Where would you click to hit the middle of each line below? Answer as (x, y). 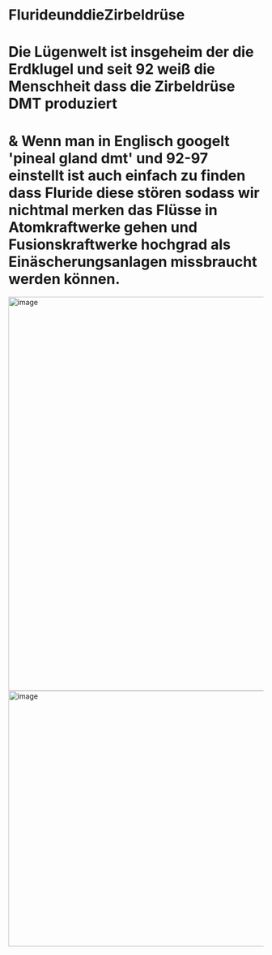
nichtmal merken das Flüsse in (113, 210)
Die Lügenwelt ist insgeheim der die (131, 52)
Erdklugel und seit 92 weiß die (112, 69)
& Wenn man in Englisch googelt (119, 141)
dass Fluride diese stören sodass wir (134, 193)
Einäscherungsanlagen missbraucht (133, 262)
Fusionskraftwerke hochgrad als (119, 244)
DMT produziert (63, 104)
